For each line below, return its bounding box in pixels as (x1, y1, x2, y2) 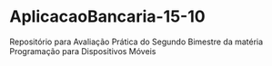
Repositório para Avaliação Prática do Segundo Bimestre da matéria (9, 36, 264, 47)
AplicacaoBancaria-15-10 (9, 6, 207, 27)
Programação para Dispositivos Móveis (9, 45, 156, 56)
